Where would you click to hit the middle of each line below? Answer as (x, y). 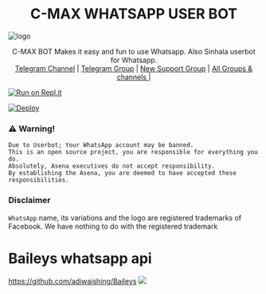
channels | (134, 77)
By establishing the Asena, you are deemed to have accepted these (123, 173)
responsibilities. (39, 181)
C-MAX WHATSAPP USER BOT (134, 14)
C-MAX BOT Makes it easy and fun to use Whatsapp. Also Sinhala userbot (134, 51)
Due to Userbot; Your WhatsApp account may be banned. (101, 145)
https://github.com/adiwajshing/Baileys (72, 281)
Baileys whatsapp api (80, 258)
